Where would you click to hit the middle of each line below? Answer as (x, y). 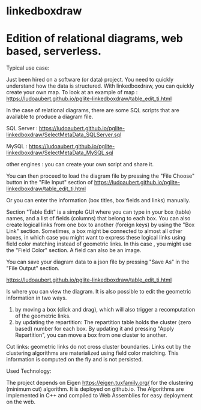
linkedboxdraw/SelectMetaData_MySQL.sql (60, 153)
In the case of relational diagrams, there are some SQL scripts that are (93, 110)
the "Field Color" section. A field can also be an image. (74, 250)
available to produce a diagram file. (50, 117)
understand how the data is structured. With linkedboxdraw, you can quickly (100, 86)
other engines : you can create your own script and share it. (80, 164)
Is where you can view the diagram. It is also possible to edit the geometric (99, 292)
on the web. (21, 402)
